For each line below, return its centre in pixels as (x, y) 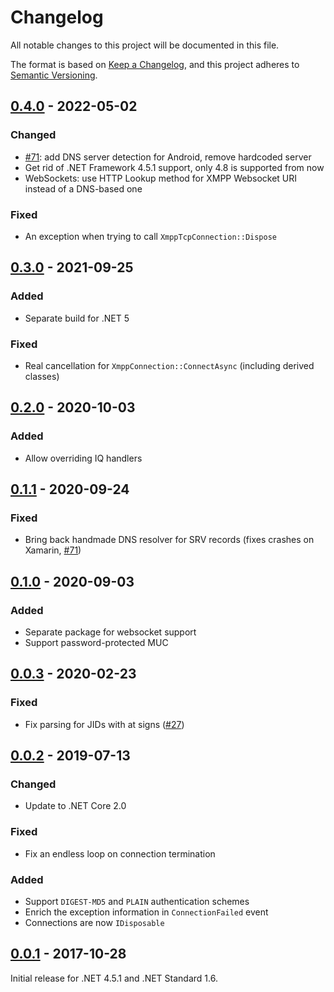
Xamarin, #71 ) (53, 550)
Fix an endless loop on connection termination (120, 853)
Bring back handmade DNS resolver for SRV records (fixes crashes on (169, 540)
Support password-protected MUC (96, 642)
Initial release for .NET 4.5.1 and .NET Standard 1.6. (114, 978)
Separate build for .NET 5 (77, 318)
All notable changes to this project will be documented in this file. (145, 45)
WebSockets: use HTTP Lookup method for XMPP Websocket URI (161, 178)
